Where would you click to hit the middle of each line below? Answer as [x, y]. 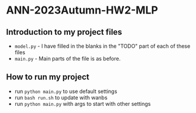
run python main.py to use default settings [66, 91]
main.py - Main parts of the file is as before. [68, 59]
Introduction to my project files [64, 32]
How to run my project [48, 77]
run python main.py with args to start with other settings [83, 104]
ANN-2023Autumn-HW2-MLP [82, 10]
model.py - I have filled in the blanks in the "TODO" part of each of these [102, 46]
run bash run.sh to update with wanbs [61, 97]
